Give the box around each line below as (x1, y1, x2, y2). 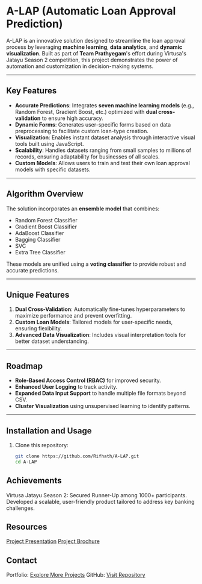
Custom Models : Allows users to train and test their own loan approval (14, 159, 191, 166)
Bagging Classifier (14, 236, 61, 243)
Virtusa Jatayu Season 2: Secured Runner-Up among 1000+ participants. (6, 491, 188, 498)
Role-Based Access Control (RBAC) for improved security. (14, 377, 161, 384)
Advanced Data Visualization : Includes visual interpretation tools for (14, 331, 186, 339)
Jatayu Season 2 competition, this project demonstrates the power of (6, 56, 178, 63)
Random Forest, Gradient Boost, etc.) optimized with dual (14, 108, 158, 115)
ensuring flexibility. (14, 325, 62, 332)
